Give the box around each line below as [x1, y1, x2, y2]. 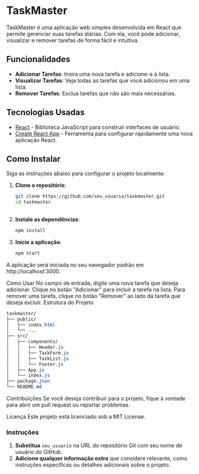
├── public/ [6, 316, 36, 322]
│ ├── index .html [6, 322, 56, 328]
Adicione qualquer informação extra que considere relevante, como [15, 455, 187, 462]
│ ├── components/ [6, 339, 59, 345]
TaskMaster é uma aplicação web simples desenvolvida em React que [6, 24, 182, 31]
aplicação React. [15, 136, 57, 143]
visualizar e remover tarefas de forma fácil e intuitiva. [6, 36, 140, 44]
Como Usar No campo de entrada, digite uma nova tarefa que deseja [6, 279, 179, 286]
